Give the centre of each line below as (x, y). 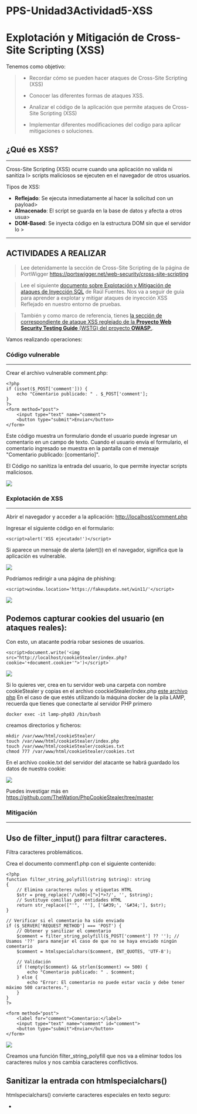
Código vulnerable (33, 354)
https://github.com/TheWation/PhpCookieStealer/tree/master (80, 797)
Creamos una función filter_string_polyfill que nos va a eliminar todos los (94, 1056)
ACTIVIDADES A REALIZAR (56, 253)
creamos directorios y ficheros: (44, 726)
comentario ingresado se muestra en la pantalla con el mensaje (83, 448)
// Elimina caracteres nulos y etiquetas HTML (74, 890)
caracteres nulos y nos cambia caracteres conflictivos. (72, 1062)
